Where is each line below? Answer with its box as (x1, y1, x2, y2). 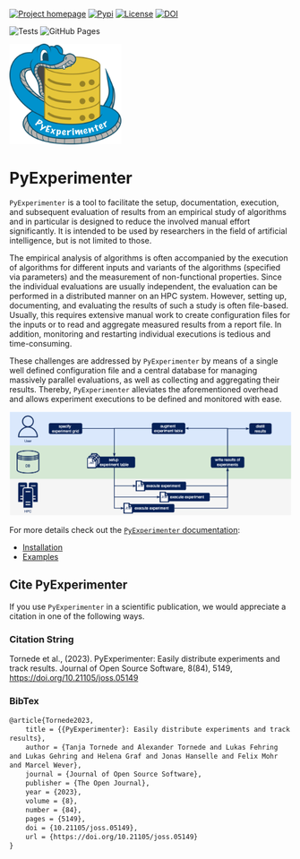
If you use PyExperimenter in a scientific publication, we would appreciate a (9, 601, 287, 612)
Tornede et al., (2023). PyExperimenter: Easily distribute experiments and (9, 654, 280, 665)
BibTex (9, 695, 39, 708)
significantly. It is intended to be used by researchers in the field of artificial (9, 226, 288, 236)
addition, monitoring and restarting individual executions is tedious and (9, 329, 271, 339)
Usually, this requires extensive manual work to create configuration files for (9, 310, 291, 321)
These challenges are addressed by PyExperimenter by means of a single (9, 356, 279, 366)
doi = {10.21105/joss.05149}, (25, 824, 139, 833)
